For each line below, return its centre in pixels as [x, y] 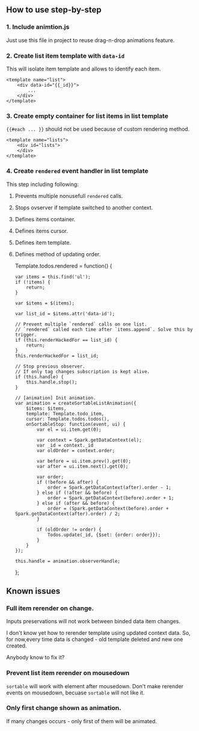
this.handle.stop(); [52, 382]
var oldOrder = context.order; [76, 451]
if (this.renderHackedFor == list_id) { [66, 340]
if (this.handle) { [39, 377]
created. [17, 646]
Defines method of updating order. [58, 254]
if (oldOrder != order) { [69, 529]
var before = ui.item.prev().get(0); [84, 461]
